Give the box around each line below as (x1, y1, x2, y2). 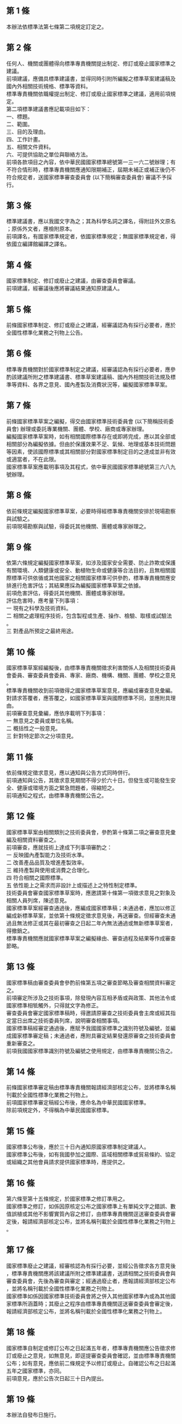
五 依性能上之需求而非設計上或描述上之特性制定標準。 (6, 881, 140, 888)
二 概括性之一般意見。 (6, 725, 61, 732)
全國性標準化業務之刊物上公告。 (6, 329, 86, 337)
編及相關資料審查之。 (6, 836, 59, 843)
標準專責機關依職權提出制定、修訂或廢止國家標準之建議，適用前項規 (6, 90, 176, 97)
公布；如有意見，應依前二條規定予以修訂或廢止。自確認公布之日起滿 (6, 1359, 176, 1366)
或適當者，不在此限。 (6, 455, 59, 463)
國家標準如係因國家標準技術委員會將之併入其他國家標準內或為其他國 (6, 1292, 176, 1300)
